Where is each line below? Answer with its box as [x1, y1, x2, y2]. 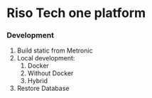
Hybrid [27, 77, 48, 85]
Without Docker [27, 69, 74, 77]
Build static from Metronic [16, 46, 93, 55]
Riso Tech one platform [6, 5, 146, 21]
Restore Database [16, 84, 70, 93]
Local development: [16, 54, 75, 62]
